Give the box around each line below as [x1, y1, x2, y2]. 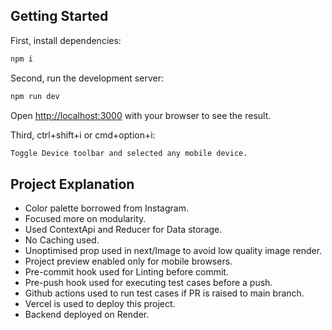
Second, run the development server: [10, 72, 164, 84]
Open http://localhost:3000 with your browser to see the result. [10, 109, 272, 121]
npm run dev [10, 91, 60, 101]
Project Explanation [10, 175, 135, 193]
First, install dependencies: [10, 34, 122, 46]
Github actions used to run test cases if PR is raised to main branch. [24, 287, 305, 299]
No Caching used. [24, 234, 100, 246]
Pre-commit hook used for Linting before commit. [24, 266, 229, 278]
